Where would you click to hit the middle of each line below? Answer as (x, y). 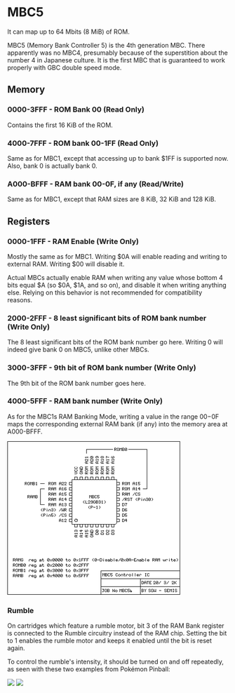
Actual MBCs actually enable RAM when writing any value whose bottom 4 (115, 277)
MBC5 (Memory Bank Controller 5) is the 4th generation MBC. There (106, 45)
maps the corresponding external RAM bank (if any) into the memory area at (117, 424)
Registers (29, 221)
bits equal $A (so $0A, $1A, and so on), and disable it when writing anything (117, 285)
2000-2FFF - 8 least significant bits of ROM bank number (107, 318)
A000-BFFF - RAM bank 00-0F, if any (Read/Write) (96, 184)
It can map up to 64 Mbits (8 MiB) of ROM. (68, 32)
